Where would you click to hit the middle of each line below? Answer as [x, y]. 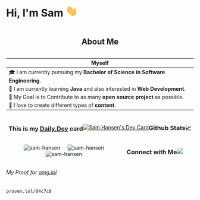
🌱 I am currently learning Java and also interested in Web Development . [97, 88]
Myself [100, 63]
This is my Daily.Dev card [46, 129]
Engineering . [25, 80]
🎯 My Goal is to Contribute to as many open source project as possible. [96, 97]
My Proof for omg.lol [32, 172]
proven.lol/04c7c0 [29, 191]
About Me [100, 42]
